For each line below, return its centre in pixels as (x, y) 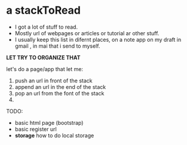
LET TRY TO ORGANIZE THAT (43, 57)
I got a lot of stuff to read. (46, 27)
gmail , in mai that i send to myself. (57, 46)
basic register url (36, 129)
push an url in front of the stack (53, 81)
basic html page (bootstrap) (49, 122)
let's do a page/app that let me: (45, 69)
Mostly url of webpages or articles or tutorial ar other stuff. (87, 33)
